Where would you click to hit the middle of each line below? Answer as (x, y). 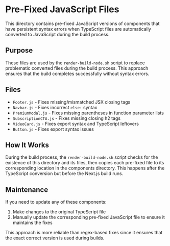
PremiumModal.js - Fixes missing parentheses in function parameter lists (88, 113)
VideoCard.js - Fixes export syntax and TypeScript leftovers (76, 124)
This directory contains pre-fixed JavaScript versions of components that (82, 23)
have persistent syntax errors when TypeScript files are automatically (78, 29)
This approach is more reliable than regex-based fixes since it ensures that (84, 233)
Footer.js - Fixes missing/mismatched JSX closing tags (71, 102)
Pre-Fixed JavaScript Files (62, 9)
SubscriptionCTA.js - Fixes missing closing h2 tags (67, 118)
